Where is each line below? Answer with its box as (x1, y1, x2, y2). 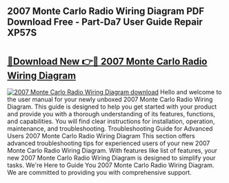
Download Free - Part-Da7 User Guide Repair (7, 17, 203, 28)
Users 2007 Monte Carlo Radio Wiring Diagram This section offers (7, 132, 195, 140)
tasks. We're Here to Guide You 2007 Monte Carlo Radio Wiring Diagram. (7, 161, 215, 169)
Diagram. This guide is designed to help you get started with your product (7, 103, 217, 111)
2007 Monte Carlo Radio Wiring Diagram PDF (7, 6, 205, 17)
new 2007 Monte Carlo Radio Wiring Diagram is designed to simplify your (7, 154, 216, 162)
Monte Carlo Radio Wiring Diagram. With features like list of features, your (7, 147, 217, 154)
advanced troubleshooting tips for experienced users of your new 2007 (7, 139, 210, 147)
